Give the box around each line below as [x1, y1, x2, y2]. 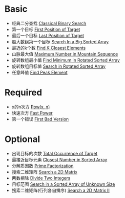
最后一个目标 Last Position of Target [11, 32, 84, 38]
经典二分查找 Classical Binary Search [11, 20, 86, 26]
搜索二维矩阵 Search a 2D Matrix [11, 169, 78, 175]
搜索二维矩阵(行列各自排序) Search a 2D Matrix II [11, 187, 110, 193]
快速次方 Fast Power [11, 110, 53, 116]
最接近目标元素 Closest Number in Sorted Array [11, 156, 107, 163]
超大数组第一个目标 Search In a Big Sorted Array [11, 38, 109, 45]
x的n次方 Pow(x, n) [11, 104, 50, 110]
